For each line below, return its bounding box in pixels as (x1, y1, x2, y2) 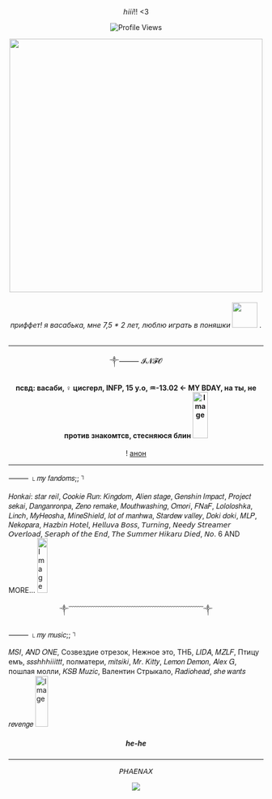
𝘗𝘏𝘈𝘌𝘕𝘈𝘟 (118, 767, 154, 776)
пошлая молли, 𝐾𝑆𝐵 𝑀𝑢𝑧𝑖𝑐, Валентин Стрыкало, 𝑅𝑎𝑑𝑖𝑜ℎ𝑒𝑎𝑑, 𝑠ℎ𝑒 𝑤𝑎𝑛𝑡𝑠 (8, 667, 246, 677)
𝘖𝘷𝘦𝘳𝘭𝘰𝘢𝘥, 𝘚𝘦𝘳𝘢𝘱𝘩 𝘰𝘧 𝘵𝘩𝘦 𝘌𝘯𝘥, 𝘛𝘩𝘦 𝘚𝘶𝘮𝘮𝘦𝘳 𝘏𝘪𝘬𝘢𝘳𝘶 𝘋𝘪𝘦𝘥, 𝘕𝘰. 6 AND (8, 529, 240, 539)
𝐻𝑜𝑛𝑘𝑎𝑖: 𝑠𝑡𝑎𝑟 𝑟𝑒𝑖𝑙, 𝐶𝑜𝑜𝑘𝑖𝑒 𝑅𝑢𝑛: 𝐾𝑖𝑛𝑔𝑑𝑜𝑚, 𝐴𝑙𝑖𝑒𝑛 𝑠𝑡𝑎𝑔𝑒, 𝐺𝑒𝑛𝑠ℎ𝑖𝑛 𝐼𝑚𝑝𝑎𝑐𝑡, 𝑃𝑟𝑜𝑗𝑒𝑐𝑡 (8, 491, 252, 501)
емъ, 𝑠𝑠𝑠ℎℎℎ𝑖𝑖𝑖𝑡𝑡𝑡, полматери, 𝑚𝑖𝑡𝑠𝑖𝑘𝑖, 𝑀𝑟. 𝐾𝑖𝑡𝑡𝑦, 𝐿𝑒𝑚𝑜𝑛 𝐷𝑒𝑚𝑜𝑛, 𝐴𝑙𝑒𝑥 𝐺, (8, 657, 237, 667)
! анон (125, 449, 147, 458)
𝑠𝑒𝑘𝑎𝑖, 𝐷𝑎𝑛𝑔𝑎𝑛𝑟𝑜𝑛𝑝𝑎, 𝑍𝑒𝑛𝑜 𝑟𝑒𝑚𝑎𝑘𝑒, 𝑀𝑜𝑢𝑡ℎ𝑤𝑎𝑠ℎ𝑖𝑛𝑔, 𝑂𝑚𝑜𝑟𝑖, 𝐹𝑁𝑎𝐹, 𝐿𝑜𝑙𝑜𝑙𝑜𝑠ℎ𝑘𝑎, (8, 500, 253, 510)
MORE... (8, 585, 36, 595)
